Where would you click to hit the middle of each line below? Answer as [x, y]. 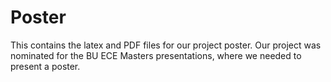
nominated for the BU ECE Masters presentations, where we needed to [156, 55]
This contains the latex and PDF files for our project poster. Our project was [166, 45]
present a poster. [45, 66]
